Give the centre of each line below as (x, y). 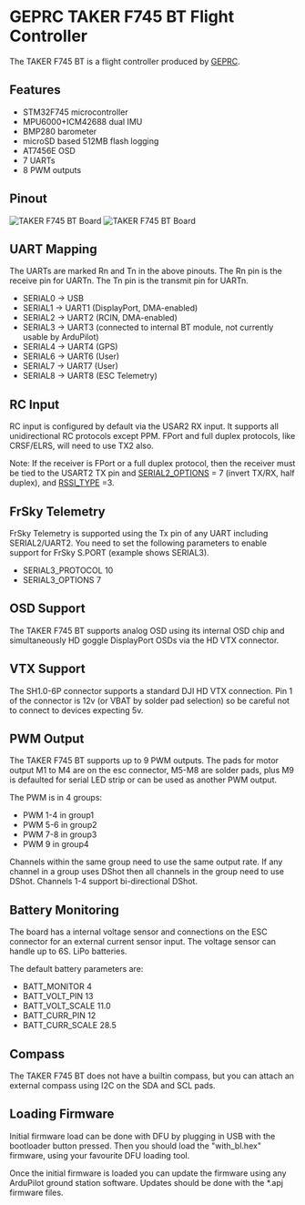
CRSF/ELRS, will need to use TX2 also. (82, 446)
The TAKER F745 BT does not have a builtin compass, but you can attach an (152, 1076)
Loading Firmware (62, 1114)
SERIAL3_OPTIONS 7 (62, 580)
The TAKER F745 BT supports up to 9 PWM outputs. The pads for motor (144, 761)
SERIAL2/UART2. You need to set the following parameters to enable (138, 543)
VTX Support (48, 669)
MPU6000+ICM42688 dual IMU (82, 121)
